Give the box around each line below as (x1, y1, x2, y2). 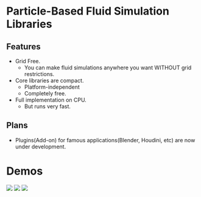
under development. (15, 143, 66, 150)
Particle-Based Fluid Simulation (6, 4, 169, 18)
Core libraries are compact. (15, 77, 84, 84)
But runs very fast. (24, 103, 71, 110)
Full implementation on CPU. (15, 96, 86, 103)
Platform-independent (24, 83, 80, 91)
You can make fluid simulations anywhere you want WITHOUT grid (24, 64, 192, 71)
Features (6, 41, 41, 52)
